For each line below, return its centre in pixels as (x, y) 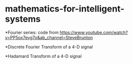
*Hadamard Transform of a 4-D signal (43, 56)
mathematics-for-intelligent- (65, 9)
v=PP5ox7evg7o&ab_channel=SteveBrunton (49, 38)
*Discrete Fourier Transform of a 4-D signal (49, 47)
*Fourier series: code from (32, 32)
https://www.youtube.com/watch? (94, 32)
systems (23, 19)
